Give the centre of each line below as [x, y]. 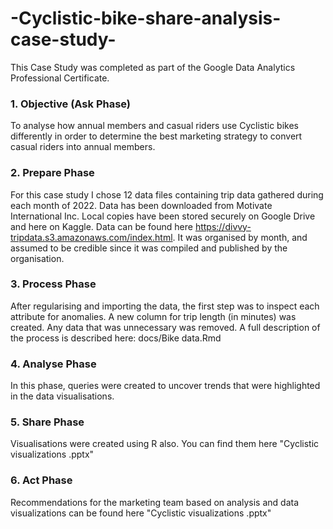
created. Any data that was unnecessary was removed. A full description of [165, 327]
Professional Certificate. [60, 78]
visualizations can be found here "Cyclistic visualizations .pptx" [141, 513]
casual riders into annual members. [83, 147]
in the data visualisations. [62, 396]
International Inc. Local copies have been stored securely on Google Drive [163, 216]
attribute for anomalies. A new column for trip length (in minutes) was [153, 316]
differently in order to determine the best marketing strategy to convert [156, 136]
